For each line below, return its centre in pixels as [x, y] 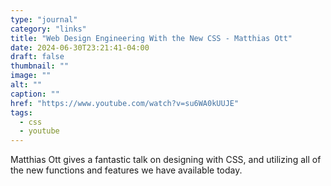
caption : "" [35, 94]
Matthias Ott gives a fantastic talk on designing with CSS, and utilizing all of [166, 160]
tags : [21, 112]
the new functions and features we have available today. [126, 170]
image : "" [31, 76]
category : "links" [48, 29]
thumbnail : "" [40, 66]
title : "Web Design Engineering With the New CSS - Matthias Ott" [151, 38]
